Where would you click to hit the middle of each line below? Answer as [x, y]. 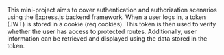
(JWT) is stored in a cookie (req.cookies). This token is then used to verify [112, 24]
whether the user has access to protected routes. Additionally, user [102, 31]
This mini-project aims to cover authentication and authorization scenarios [112, 10]
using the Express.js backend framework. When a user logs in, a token [107, 17]
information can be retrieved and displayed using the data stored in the [107, 39]
